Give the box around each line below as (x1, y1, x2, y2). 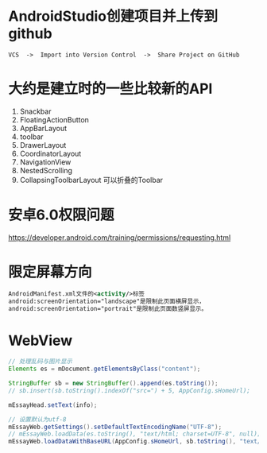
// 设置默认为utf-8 (8, 415, 67, 424)
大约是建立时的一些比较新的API (8, 80, 213, 98)
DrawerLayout (19, 140, 67, 149)
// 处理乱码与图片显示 (8, 358, 73, 366)
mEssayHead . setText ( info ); (8, 401, 98, 409)
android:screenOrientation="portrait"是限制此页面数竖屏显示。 (8, 304, 208, 312)
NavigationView (19, 157, 72, 167)
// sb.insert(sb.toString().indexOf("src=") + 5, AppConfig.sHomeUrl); (8, 386, 250, 394)
